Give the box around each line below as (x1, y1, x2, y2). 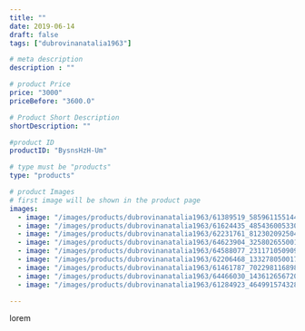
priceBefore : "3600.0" (9, 96, 95, 105)
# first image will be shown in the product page (9, 196, 202, 205)
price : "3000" (9, 88, 64, 97)
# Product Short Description (9, 112, 120, 122)
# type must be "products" (9, 162, 112, 172)
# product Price (9, 80, 71, 89)
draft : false (9, 30, 59, 39)
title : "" (9, 13, 47, 23)
